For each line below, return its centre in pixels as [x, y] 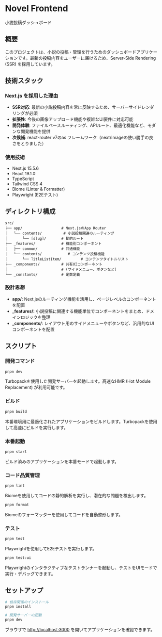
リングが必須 [25, 113]
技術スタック [24, 81]
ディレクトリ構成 [30, 212]
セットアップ [24, 591]
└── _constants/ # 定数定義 [43, 275]
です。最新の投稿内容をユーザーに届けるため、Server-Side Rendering [87, 58]
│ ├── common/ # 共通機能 [43, 249]
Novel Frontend [37, 8]
